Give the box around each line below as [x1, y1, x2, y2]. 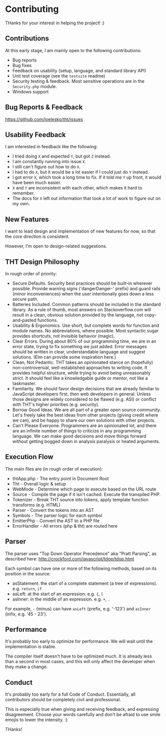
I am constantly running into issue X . [12, 159, 86, 165]
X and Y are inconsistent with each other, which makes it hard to [12, 185, 143, 191]
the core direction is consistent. [5, 234, 70, 240]
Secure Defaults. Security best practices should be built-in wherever [12, 280, 153, 286]
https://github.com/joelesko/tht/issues [5, 116, 83, 122]
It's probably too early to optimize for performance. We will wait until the [5, 638, 153, 644]
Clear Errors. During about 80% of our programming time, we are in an [12, 338, 157, 344]
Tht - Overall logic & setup [12, 481, 66, 487]
